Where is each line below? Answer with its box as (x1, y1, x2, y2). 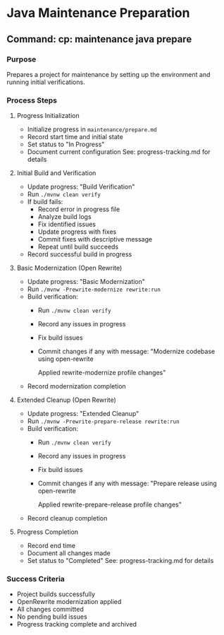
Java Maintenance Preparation (6, 5, 190, 21)
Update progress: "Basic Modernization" (27, 278, 146, 286)
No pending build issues (16, 612, 87, 621)
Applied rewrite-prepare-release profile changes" (37, 500, 182, 509)
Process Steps (6, 95, 58, 105)
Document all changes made (27, 549, 111, 557)
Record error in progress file (37, 205, 120, 213)
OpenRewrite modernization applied (16, 598, 122, 606)
